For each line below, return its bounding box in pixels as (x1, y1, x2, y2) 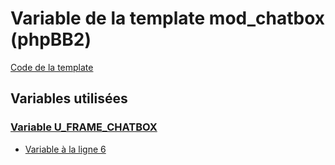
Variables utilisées (10, 90, 128, 107)
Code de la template (10, 61, 94, 73)
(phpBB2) (10, 28, 92, 51)
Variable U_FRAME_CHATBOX (10, 120, 158, 134)
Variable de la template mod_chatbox (10, 7, 326, 30)
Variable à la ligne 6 (24, 143, 107, 155)
